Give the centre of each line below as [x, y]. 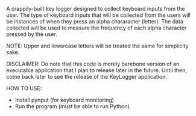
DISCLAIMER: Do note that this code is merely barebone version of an [93, 64]
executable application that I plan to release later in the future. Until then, [96, 70]
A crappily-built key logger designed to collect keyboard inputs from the [96, 9]
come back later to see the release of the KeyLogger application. [87, 77]
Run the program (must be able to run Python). [73, 106]
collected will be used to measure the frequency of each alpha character [96, 28]
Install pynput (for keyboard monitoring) [65, 100]
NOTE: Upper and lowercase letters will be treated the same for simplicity [97, 46]
